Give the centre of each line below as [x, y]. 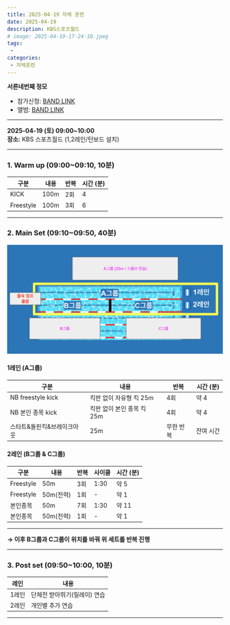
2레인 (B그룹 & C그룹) [36, 454]
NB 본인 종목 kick [34, 412]
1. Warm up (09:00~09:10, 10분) [61, 165]
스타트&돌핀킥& [30, 427]
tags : [15, 44]
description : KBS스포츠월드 [43, 29]
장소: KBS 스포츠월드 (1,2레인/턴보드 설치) [63, 139]
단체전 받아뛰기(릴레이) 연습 [68, 595]
